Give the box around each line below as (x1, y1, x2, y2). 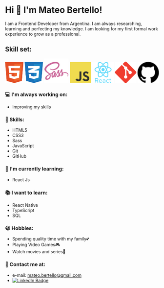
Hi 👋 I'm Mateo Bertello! (5, 4, 102, 16)
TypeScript (12, 207, 35, 213)
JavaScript (12, 143, 34, 149)
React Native (12, 202, 38, 208)
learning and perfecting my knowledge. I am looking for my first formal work (5, 25, 158, 31)
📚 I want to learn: (5, 189, 48, 196)
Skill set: (5, 45, 32, 53)
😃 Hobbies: (5, 225, 34, 232)
